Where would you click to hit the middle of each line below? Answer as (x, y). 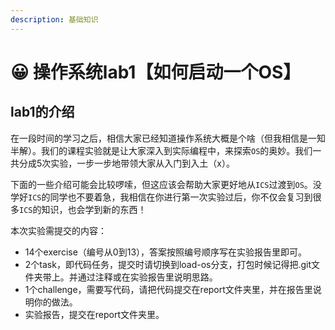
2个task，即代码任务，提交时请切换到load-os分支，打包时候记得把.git (168, 264)
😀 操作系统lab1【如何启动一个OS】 (156, 72)
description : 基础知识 (54, 19)
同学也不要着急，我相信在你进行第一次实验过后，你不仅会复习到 (181, 197)
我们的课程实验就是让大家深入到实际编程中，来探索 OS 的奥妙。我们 (176, 150)
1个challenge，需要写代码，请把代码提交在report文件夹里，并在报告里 (168, 289)
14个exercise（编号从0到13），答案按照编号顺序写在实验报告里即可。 (166, 252)
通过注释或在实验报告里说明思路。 (147, 277)
